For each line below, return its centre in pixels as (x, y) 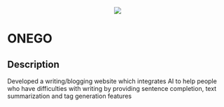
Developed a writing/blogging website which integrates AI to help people (112, 81)
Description (33, 64)
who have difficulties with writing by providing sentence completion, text (112, 88)
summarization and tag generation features (69, 96)
